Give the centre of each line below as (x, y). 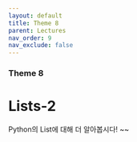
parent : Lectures (37, 30)
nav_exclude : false (41, 45)
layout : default (35, 16)
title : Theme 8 (34, 23)
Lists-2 (32, 106)
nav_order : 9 (30, 38)
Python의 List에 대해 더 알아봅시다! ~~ (69, 129)
